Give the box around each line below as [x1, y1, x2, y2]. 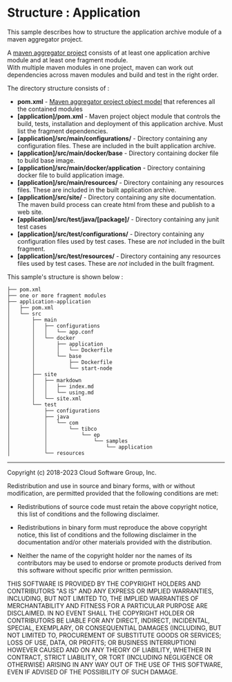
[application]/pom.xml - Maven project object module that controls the [17, 112, 221, 120]
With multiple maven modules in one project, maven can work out [7, 63, 193, 71]
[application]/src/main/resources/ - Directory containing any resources [17, 178, 224, 186]
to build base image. [17, 156, 76, 164]
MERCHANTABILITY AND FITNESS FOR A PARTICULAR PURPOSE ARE [7, 601, 209, 610]
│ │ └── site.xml [7, 395, 81, 402]
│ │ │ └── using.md [7, 389, 95, 396]
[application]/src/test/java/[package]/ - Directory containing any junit [17, 215, 220, 223]
